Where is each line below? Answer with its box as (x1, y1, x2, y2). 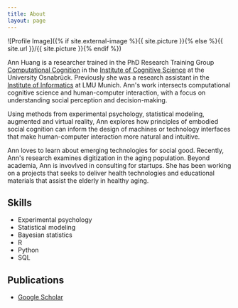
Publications (7, 274, 65, 286)
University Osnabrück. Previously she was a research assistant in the (7, 73, 210, 82)
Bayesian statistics (17, 230, 72, 239)
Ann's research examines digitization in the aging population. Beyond (7, 154, 210, 162)
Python (17, 246, 39, 255)
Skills (7, 196, 32, 208)
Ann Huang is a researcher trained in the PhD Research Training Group (7, 58, 215, 66)
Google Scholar (17, 293, 64, 302)
